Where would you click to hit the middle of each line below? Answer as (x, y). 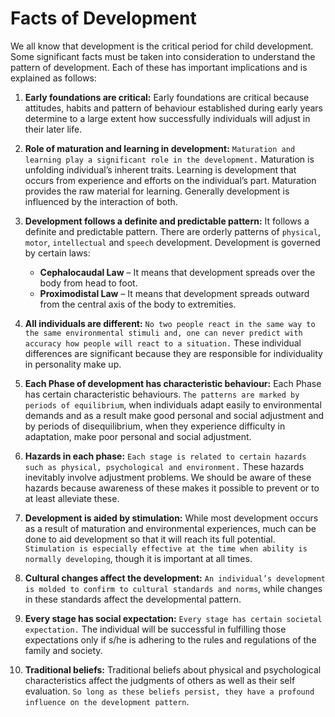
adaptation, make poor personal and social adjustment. (138, 436)
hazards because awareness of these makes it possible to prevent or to (172, 488)
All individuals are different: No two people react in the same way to (170, 323)
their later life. (53, 129)
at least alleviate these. (72, 498)
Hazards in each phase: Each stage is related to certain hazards (165, 456)
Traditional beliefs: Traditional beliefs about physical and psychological (173, 669)
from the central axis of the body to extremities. (138, 304)
